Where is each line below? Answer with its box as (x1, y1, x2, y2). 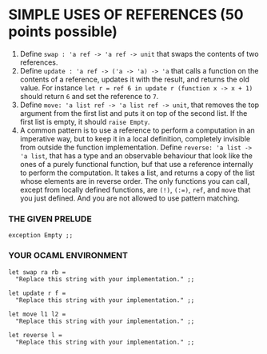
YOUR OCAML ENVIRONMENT (8, 250, 128, 261)
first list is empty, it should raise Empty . (19, 117, 150, 126)
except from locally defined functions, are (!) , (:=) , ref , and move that (19, 185, 251, 194)
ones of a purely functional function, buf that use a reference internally (19, 159, 253, 169)
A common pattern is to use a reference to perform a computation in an (19, 125, 256, 135)
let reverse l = (8, 331, 62, 339)
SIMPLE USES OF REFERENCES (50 (8, 6, 244, 24)
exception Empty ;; (8, 232, 74, 240)
